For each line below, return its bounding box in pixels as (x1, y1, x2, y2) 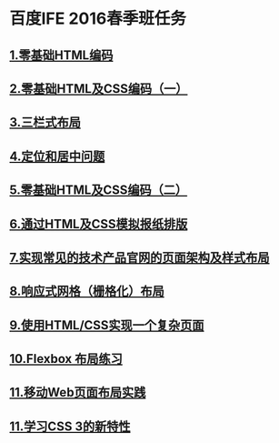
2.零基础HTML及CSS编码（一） (9, 81, 188, 96)
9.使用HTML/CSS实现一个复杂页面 (9, 317, 204, 333)
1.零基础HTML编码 (9, 47, 114, 63)
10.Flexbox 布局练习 (9, 351, 123, 367)
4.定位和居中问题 (9, 148, 105, 164)
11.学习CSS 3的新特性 (9, 418, 131, 434)
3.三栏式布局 (9, 115, 82, 130)
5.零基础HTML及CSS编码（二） (9, 183, 188, 198)
